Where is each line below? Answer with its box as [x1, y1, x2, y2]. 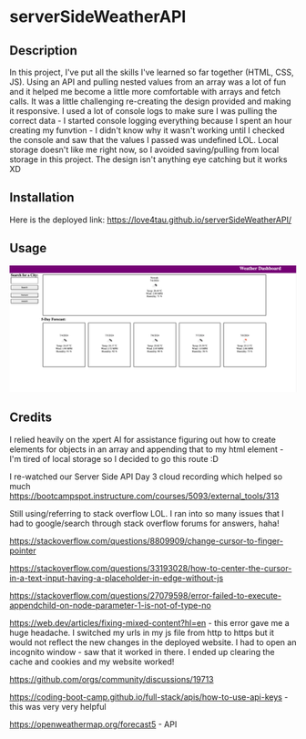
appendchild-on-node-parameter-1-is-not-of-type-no [9, 600, 211, 611]
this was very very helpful [9, 701, 107, 712]
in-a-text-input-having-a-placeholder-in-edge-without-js [9, 572, 224, 583]
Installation [9, 190, 75, 206]
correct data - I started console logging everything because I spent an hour [9, 116, 292, 126]
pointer [9, 545, 36, 556]
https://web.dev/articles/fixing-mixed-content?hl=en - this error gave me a [9, 617, 290, 628]
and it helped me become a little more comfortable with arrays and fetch [9, 87, 280, 97]
